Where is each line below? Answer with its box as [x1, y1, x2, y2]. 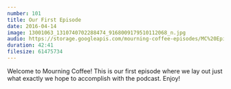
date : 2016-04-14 [7, 23, 57, 29]
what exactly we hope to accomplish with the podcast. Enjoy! [7, 74, 181, 82]
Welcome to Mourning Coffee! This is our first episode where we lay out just [7, 66, 223, 75]
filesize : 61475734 [7, 49, 63, 55]
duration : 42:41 [7, 42, 54, 49]
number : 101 [7, 10, 41, 17]
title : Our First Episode [7, 16, 81, 23]
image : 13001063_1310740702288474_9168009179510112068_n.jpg [7, 29, 186, 36]
